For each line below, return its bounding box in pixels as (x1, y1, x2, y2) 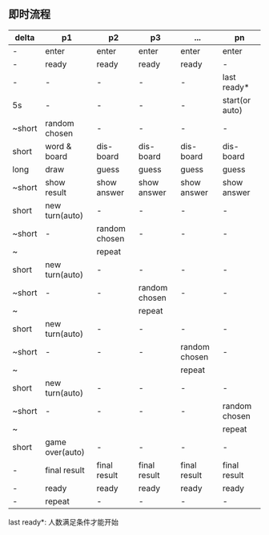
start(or (223, 95, 251, 106)
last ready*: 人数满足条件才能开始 (8, 517, 118, 527)
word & (45, 140, 72, 152)
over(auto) (45, 446, 86, 457)
